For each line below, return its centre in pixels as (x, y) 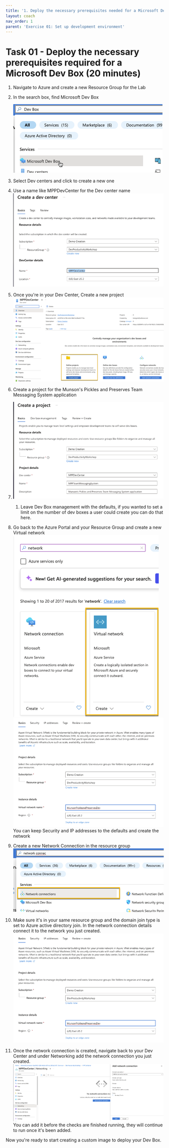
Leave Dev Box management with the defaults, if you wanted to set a (91, 507)
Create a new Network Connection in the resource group (72, 846)
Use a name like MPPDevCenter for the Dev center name (72, 191)
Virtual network (29, 533)
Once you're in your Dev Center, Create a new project (68, 295)
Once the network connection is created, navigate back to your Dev (83, 1050)
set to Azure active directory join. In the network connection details (82, 925)
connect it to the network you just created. (57, 930)
